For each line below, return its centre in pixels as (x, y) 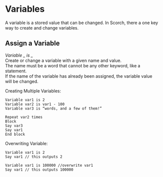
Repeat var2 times (24, 117)
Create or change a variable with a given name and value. (63, 60)
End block (15, 134)
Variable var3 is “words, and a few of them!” (54, 108)
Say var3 (14, 126)
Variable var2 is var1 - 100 (35, 104)
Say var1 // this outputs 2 (34, 157)
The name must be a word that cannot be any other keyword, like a (73, 65)
